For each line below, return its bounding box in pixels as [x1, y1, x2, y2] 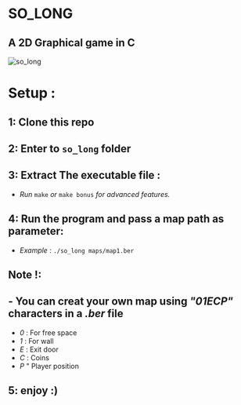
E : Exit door [19, 345, 59, 354]
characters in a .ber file [8, 307, 124, 320]
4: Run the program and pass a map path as [8, 213, 225, 226]
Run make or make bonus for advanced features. [19, 189, 171, 199]
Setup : [8, 84, 56, 102]
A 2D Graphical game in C [8, 36, 135, 49]
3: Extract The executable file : [8, 169, 161, 182]
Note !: [8, 268, 41, 281]
